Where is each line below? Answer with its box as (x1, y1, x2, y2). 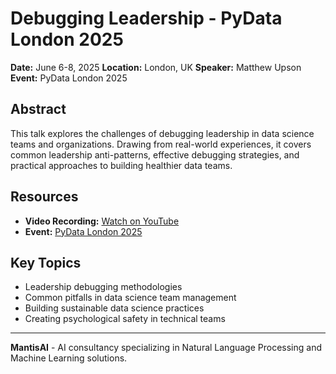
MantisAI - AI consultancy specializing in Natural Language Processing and (10, 342, 323, 354)
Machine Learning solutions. (10, 352, 128, 364)
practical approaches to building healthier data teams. (10, 159, 233, 171)
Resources (10, 188, 79, 206)
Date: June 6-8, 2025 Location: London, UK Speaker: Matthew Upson (10, 61, 302, 73)
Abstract (10, 101, 67, 118)
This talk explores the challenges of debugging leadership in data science (10, 127, 315, 139)
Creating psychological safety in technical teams (24, 313, 226, 325)
